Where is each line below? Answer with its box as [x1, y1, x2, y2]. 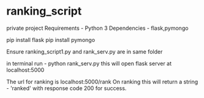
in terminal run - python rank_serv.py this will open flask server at [6, 60, 172, 67]
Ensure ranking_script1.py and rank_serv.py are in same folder [6, 47, 163, 55]
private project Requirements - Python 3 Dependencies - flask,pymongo [6, 24, 189, 32]
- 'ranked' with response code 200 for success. [6, 84, 127, 92]
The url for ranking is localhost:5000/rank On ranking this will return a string [6, 78, 198, 85]
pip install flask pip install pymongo [6, 36, 96, 43]
